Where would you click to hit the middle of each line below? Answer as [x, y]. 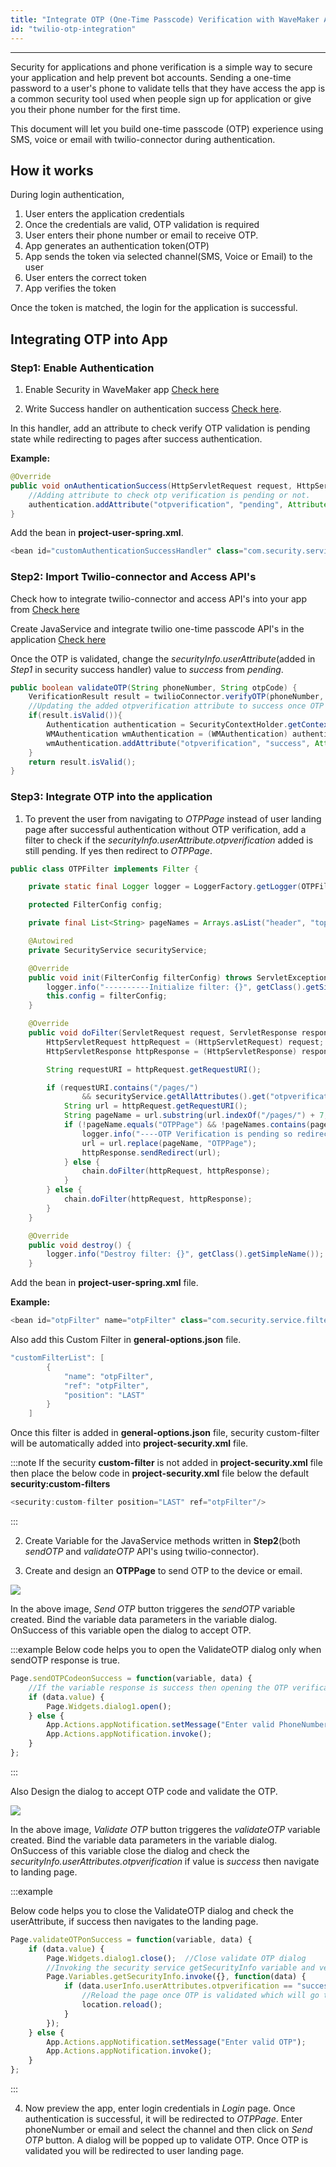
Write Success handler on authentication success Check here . [153, 409]
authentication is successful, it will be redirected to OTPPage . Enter [163, 2119]
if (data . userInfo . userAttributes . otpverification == [178, 1986]
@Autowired [51, 941]
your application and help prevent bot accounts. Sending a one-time [151, 77]
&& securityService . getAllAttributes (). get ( [176, 1097]
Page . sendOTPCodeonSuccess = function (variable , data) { [131, 1679]
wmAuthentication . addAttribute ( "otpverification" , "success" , [178, 743]
